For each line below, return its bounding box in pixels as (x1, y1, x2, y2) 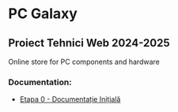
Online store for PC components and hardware (8, 57, 160, 66)
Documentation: (8, 77, 73, 88)
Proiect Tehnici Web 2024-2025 (8, 36, 170, 50)
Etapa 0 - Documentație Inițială (19, 95, 121, 104)
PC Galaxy (8, 5, 78, 23)
